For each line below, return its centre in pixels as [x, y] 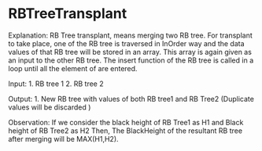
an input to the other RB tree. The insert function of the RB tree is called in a [131, 60]
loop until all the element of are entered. [73, 68]
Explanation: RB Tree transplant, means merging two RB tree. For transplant [131, 35]
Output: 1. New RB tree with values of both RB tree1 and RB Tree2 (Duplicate [131, 99]
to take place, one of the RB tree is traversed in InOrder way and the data [127, 43]
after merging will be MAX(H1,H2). [64, 138]
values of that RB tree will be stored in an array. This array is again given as [130, 52]
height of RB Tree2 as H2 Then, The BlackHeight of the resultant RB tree [125, 131]
